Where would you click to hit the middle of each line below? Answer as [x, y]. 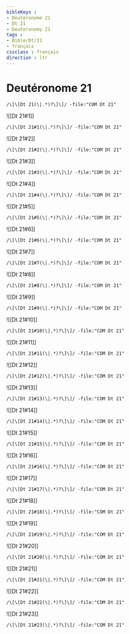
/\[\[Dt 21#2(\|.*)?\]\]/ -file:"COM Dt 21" [64, 150]
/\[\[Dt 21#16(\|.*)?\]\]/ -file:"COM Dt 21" [65, 466]
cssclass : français [33, 52]
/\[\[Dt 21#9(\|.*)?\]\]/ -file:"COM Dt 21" [64, 308]
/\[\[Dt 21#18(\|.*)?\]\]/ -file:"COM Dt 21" [65, 512]
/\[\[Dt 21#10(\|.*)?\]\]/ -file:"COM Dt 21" [65, 331]
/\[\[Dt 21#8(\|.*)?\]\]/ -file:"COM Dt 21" [64, 285]
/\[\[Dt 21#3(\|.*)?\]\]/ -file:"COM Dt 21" [64, 172]
